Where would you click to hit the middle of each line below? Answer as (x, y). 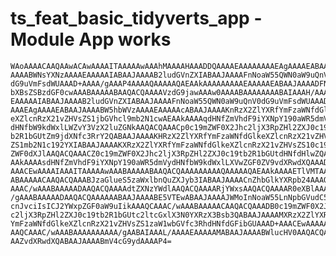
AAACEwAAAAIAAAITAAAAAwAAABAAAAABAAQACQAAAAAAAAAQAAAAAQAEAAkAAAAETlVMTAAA (171, 171)
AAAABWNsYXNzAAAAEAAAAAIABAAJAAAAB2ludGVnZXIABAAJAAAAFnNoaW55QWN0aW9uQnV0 (171, 75)
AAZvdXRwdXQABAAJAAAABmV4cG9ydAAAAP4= (91, 241)
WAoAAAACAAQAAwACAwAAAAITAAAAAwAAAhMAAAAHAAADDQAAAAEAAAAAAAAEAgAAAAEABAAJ (171, 66)
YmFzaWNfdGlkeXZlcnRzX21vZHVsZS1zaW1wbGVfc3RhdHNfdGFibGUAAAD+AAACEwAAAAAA (171, 223)
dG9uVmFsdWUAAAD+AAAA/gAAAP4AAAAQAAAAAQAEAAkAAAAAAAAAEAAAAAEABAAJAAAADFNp (171, 83)
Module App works (91, 39)
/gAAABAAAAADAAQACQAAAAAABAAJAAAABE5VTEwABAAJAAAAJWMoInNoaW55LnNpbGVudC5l (171, 197)
